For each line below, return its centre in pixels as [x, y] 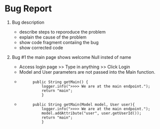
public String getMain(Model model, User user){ [83, 104]
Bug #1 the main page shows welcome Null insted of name [72, 57]
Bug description [28, 22]
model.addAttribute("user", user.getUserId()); [91, 113]
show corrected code [41, 47]
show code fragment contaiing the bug [59, 42]
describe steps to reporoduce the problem [62, 32]
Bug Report [28, 9]
